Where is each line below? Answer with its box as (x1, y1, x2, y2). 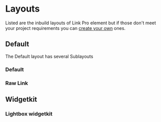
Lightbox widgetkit (5, 110, 53, 117)
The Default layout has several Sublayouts (5, 53, 93, 59)
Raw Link (5, 79, 28, 87)
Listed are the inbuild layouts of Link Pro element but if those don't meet (5, 20, 156, 26)
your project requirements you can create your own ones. (5, 25, 126, 31)
